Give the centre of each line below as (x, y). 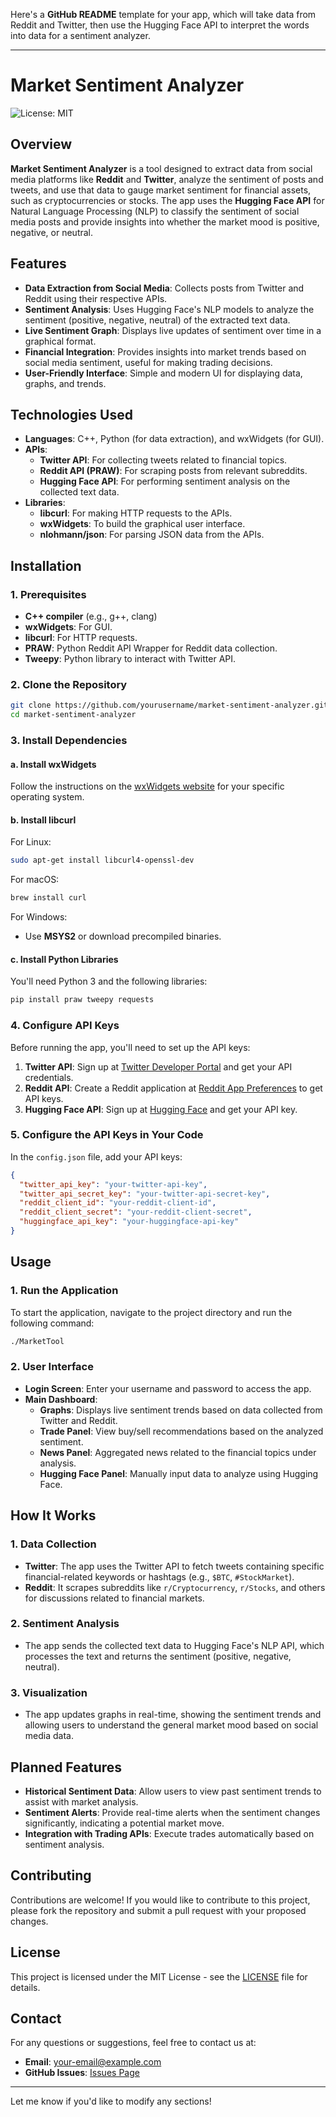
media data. (49, 1736)
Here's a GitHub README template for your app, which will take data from (163, 14)
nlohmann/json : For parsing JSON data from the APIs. (152, 535)
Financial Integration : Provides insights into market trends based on (165, 351)
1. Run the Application (64, 1291)
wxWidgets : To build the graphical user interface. (142, 524)
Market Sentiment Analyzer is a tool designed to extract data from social (161, 168)
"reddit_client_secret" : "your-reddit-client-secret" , (136, 1212)
